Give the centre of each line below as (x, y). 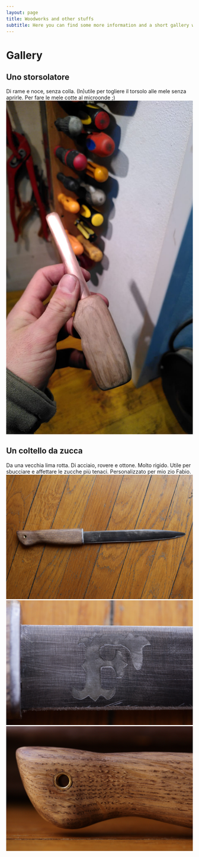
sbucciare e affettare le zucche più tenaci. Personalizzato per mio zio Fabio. (99, 471)
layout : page (22, 12)
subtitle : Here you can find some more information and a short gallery (98, 25)
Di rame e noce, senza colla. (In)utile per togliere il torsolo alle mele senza (96, 92)
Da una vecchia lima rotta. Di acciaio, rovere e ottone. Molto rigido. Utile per (99, 465)
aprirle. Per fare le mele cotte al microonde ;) (61, 97)
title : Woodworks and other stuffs (50, 19)
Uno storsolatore (38, 77)
